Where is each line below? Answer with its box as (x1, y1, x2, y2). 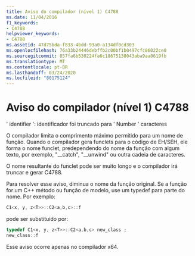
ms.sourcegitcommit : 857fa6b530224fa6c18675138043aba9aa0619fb (6, 53, 167, 59)
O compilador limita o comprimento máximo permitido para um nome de (6, 132, 183, 139)
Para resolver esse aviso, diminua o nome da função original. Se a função (6, 180, 187, 188)
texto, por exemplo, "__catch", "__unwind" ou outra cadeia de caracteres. (6, 151, 186, 158)
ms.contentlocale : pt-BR (6, 64, 68, 70)
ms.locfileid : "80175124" (6, 75, 70, 81)
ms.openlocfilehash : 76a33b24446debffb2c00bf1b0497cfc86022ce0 (6, 48, 167, 54)
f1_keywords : (6, 20, 39, 26)
